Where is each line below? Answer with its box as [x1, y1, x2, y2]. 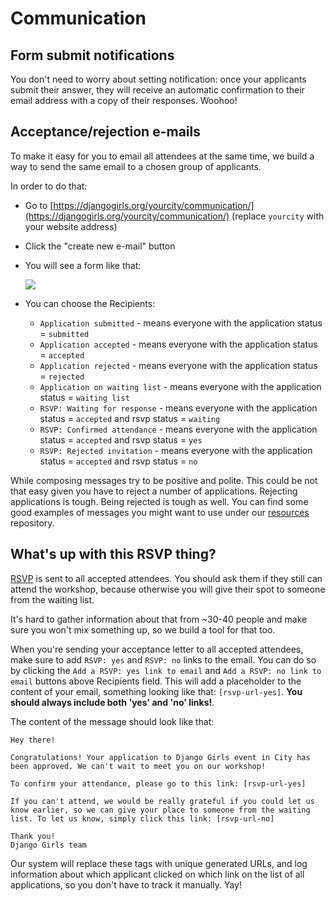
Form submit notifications [10, 47, 175, 64]
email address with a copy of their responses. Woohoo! [10, 95, 238, 106]
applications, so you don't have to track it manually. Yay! [10, 878, 242, 891]
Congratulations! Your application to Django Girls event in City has [10, 752, 311, 762]
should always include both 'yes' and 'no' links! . [10, 696, 215, 708]
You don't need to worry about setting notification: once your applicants [10, 73, 307, 85]
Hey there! [10, 735, 56, 745]
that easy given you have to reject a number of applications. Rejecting [10, 485, 298, 497]
